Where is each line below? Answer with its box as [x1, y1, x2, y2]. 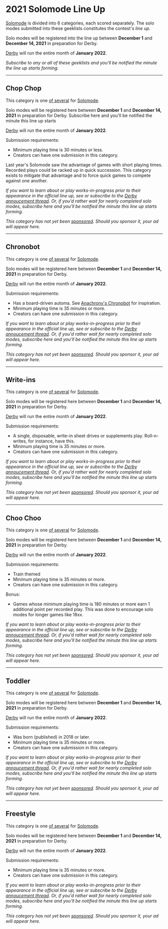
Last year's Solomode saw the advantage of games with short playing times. [5, 161, 163, 168]
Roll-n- [144, 433, 159, 439]
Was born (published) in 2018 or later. [12, 734, 90, 740]
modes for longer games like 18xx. [12, 612, 84, 618]
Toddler [5, 677, 30, 685]
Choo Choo [5, 513, 41, 522]
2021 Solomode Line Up [5, 3, 106, 15]
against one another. [5, 177, 48, 183]
